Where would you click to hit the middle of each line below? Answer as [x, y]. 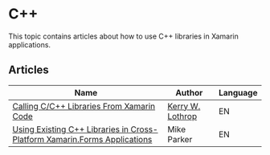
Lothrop [182, 116]
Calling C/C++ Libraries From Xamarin [84, 106]
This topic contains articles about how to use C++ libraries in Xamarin [123, 36]
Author [189, 92]
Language [238, 92]
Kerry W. [184, 106]
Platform [29, 139]
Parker [180, 139]
